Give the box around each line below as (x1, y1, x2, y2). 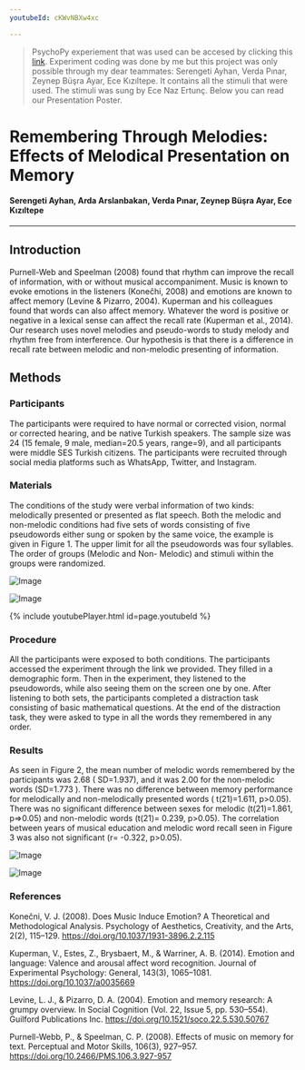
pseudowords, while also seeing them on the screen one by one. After (9, 683, 271, 694)
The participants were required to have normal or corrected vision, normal (9, 418, 287, 429)
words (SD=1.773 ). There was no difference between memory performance (9, 784, 293, 795)
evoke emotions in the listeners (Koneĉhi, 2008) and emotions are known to (9, 285, 292, 296)
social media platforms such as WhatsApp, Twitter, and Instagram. (9, 456, 257, 468)
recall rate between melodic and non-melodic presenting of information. (9, 343, 280, 354)
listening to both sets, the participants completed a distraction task (9, 692, 260, 704)
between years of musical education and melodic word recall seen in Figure (9, 823, 293, 834)
